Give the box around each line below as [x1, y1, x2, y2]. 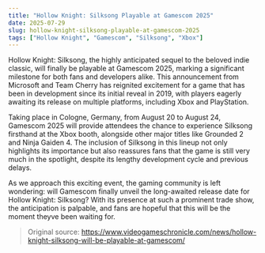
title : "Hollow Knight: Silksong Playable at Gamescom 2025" [8, 11, 214, 20]
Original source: [27, 227, 81, 237]
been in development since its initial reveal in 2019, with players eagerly [8, 89, 242, 99]
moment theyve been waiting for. [8, 212, 116, 221]
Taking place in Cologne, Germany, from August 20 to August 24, [8, 112, 221, 123]
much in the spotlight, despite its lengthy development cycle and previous [8, 155, 249, 164]
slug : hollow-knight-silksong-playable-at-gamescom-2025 [8, 26, 200, 34]
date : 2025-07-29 [8, 19, 66, 27]
